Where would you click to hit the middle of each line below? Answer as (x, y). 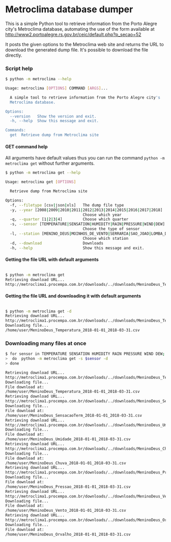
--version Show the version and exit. (53, 116)
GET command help (26, 146)
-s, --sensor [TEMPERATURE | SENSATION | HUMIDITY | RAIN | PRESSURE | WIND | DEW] (88, 224)
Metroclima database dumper (69, 9)
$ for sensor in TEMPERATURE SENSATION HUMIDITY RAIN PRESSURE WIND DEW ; (85, 354)
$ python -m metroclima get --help (43, 173)
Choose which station (106, 238)
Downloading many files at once (46, 343)
